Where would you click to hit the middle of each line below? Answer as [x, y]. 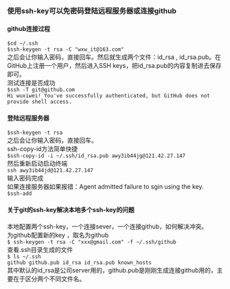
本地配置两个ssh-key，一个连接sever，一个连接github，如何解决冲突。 [107, 226]
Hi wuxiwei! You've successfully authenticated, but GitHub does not [109, 96]
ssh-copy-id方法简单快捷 [42, 149]
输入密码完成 [25, 178]
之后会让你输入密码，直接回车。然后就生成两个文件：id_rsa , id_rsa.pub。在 [114, 57]
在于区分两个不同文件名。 [49, 279]
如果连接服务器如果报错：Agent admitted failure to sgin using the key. [105, 187]
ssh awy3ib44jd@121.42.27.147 [50, 171]
